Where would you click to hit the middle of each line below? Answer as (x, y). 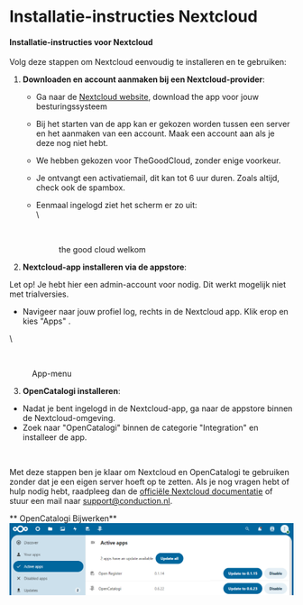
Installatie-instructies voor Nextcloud (81, 41)
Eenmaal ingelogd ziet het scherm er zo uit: (116, 206)
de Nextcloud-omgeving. (69, 418)
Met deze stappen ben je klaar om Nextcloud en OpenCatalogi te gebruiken (150, 472)
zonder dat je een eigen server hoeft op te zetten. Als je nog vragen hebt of (150, 482)
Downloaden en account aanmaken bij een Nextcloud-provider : (144, 79)
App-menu (52, 374)
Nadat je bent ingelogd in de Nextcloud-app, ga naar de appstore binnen (157, 408)
